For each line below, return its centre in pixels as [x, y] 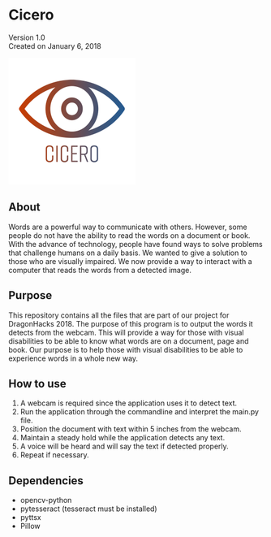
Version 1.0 [27, 37]
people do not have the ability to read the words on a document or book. [129, 235]
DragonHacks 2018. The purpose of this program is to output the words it [131, 323]
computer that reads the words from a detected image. [100, 270]
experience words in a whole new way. [73, 358]
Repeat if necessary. [54, 455]
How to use [37, 383]
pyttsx [31, 518]
